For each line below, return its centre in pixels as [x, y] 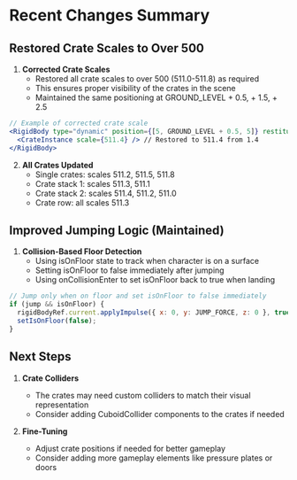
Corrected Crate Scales [66, 69]
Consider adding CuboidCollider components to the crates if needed [160, 414]
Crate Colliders [50, 378]
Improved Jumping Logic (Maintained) [117, 230]
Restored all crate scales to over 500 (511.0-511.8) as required [147, 79]
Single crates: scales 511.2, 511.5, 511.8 [105, 174]
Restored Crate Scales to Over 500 [107, 48]
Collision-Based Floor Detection [82, 252]
